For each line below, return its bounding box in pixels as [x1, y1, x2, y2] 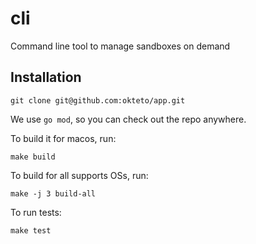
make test [10, 225, 52, 236]
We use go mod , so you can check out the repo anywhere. [10, 113, 247, 125]
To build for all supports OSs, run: [10, 169, 149, 181]
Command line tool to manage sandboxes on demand [10, 40, 231, 52]
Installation [10, 69, 82, 86]
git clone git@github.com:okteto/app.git [10, 95, 186, 106]
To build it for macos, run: [10, 132, 117, 144]
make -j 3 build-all [10, 188, 97, 199]
